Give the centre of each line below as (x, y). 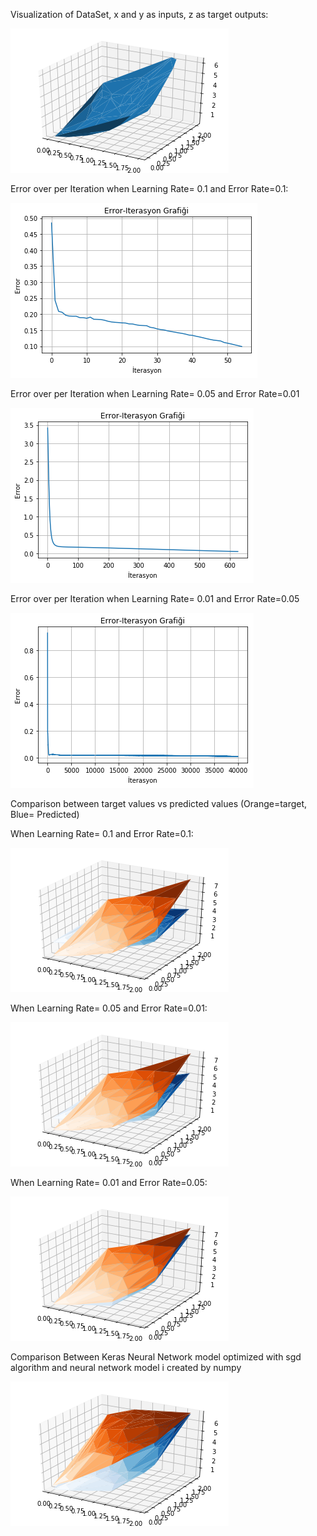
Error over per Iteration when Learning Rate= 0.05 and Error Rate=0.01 (155, 393)
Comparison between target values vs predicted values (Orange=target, (159, 803)
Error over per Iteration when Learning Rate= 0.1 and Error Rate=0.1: (149, 188)
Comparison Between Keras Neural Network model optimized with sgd (156, 1357)
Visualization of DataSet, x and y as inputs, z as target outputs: (139, 14)
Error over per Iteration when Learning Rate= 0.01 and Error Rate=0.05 (155, 598)
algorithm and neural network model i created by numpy (126, 1367)
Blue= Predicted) (45, 814)
